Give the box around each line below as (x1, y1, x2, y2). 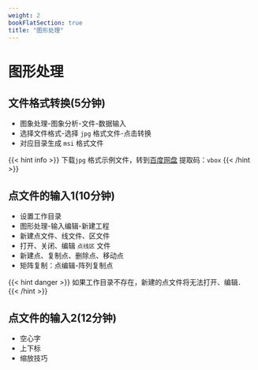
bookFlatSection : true (8, 19, 83, 27)
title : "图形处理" (8, 26, 65, 34)
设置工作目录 (19, 211, 62, 221)
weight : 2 (8, 11, 41, 20)
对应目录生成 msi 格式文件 (19, 139, 104, 148)
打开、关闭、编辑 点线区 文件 (19, 241, 111, 251)
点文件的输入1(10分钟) (8, 189, 116, 202)
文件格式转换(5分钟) (8, 96, 106, 110)
